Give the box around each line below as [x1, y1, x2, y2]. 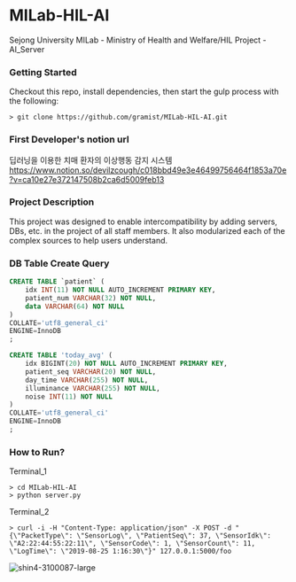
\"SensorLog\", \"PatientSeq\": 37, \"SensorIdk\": [76, 532, 272, 540]
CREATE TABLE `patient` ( [9, 277, 105, 286]
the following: [9, 96, 59, 106]
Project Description [9, 196, 95, 208]
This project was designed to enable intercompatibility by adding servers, [9, 216, 277, 227]
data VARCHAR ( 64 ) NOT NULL [25, 302, 125, 311]
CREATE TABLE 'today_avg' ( [9, 351, 113, 360]
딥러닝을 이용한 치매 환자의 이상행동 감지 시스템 [9, 154, 173, 165]
